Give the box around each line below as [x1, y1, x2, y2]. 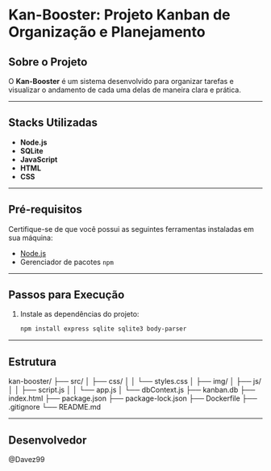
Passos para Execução [8, 288, 125, 302]
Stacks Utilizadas [8, 116, 98, 130]
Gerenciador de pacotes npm [19, 257, 115, 267]
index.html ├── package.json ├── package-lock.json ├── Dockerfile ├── [8, 393, 258, 403]
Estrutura [8, 355, 57, 368]
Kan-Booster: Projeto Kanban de [8, 6, 231, 24]
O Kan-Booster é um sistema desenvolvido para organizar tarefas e [8, 77, 234, 86]
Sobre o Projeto [8, 55, 88, 69]
